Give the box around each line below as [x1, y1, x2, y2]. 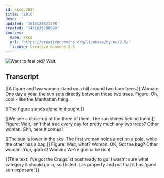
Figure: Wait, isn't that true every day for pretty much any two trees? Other [5, 121, 159, 127]
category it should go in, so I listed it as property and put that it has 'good [5, 162, 157, 168]
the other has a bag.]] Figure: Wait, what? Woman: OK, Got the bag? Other [5, 141, 158, 147]
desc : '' [5, 16, 24, 21]
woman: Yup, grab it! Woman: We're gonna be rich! [5, 147, 111, 153]
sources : [5, 30, 24, 35]
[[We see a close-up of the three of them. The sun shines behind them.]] [5, 116, 155, 122]
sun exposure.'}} [5, 167, 40, 173]
